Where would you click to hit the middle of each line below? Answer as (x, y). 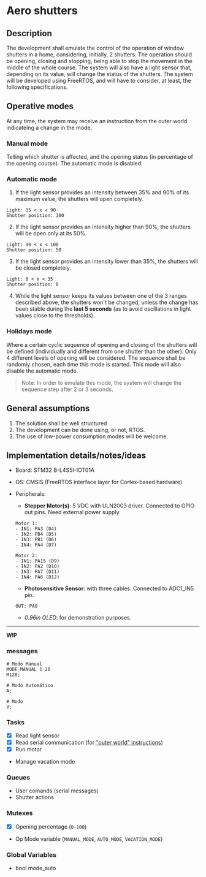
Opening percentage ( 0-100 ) (51, 826)
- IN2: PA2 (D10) (37, 567)
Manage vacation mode (45, 762)
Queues (18, 778)
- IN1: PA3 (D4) (36, 529)
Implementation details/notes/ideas (76, 455)
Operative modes (40, 106)
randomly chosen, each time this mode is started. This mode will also (94, 364)
